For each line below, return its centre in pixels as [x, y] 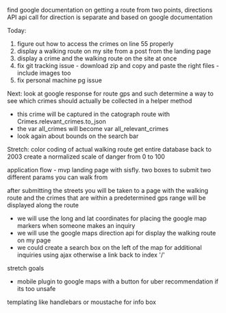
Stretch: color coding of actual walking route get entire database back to [110, 149]
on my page [34, 240]
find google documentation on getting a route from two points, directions [110, 10]
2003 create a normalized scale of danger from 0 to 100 [86, 156]
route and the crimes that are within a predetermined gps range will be [106, 198]
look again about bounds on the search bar [78, 136]
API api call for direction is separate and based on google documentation [110, 17]
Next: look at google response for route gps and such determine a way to [110, 93]
